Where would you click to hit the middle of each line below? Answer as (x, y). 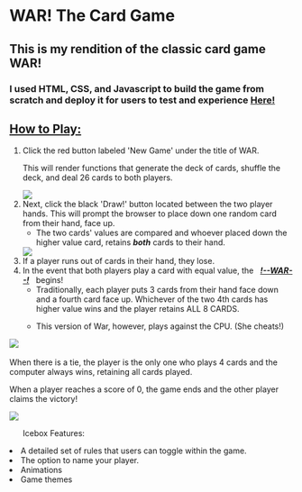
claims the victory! (44, 399)
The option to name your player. (80, 460)
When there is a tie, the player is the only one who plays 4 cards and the (143, 362)
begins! (50, 280)
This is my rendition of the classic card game (137, 49)
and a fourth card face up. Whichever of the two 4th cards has (152, 299)
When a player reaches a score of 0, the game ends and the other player (144, 389)
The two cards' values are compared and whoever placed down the (161, 233)
